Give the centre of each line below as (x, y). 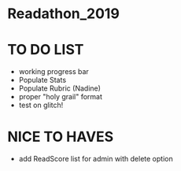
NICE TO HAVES (61, 137)
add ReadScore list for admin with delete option (96, 159)
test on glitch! (41, 105)
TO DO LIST (46, 50)
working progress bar (54, 72)
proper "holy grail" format (61, 97)
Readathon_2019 (63, 14)
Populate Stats (42, 80)
